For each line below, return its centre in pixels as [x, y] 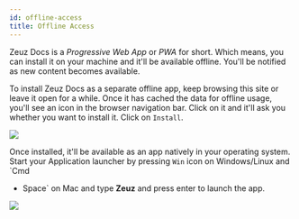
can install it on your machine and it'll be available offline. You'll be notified [148, 61]
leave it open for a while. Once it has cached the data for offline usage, [141, 98]
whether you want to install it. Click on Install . [96, 117]
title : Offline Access [52, 26]
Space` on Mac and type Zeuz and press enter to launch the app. [144, 188]
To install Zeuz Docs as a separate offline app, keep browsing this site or [144, 88]
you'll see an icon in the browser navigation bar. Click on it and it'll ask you [148, 107]
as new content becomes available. [75, 71]
